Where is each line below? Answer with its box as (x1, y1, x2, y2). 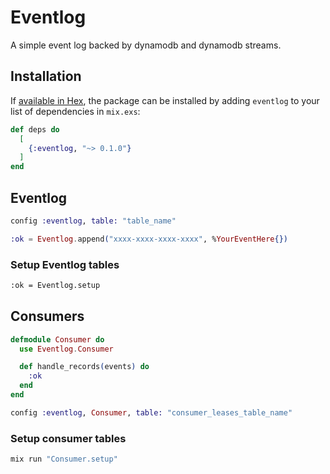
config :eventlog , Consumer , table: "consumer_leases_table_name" (10, 407, 293, 418)
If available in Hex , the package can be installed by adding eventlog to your (10, 94, 320, 106)
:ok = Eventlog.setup (10, 280, 101, 290)
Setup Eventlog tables (10, 257, 120, 271)
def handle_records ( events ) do (19, 362, 150, 372)
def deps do (10, 124, 60, 135)
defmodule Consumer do (10, 334, 105, 345)
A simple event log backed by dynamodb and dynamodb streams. (10, 39, 282, 51)
